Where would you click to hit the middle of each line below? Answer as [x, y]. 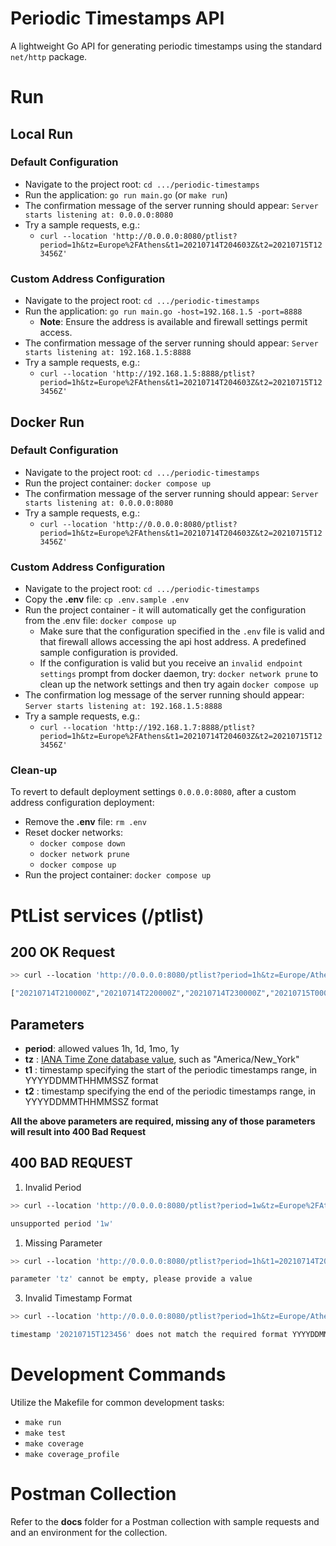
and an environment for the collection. [89, 1532]
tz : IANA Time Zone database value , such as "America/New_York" [162, 1059]
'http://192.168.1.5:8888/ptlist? [183, 374]
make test [45, 1433]
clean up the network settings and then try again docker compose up [179, 684]
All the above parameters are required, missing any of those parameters [163, 1121]
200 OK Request [63, 952]
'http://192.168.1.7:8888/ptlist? [183, 728]
